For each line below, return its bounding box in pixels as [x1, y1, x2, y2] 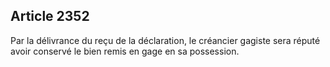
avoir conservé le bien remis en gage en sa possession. [10, 45, 240, 57]
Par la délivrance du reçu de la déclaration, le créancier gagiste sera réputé [10, 34, 321, 46]
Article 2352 [10, 8, 90, 25]
